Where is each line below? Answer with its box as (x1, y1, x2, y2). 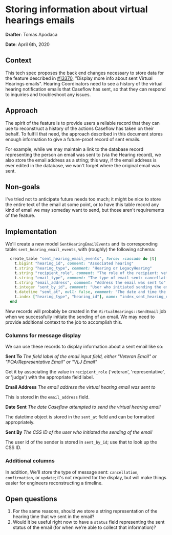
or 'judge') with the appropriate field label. (5, 374, 94, 381)
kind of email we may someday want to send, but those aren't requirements (5, 207, 165, 213)
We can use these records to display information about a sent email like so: (5, 344, 164, 350)
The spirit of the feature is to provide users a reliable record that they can (5, 120, 160, 126)
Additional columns (5, 457, 55, 464)
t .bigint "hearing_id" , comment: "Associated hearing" (14, 261, 134, 266)
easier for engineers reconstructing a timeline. (5, 480, 103, 486)
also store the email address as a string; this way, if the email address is (5, 157, 157, 163)
